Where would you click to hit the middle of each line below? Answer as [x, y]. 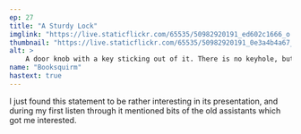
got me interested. [43, 120]
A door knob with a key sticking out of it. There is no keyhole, [152, 59]
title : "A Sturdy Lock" [54, 26]
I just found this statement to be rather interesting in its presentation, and [144, 101]
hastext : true [36, 76]
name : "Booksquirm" [46, 68]
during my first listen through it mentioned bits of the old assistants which [145, 110]
